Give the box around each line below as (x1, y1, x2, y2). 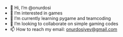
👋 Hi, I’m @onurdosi (10, 5, 51, 10)
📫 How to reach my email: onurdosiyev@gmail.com (10, 26, 117, 32)
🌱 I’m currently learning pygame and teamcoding (10, 15, 111, 21)
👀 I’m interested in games (10, 10, 63, 16)
